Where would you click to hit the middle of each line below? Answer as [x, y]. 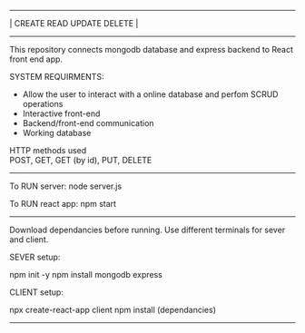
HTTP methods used [48, 150]
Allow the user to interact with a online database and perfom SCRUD [150, 94]
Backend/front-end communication [88, 123]
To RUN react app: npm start [63, 204]
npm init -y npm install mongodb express [86, 274]
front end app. [36, 59]
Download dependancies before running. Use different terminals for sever [148, 230]
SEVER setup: [35, 257]
